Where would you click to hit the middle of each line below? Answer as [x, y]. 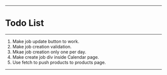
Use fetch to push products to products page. [59, 62]
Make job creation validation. [42, 46]
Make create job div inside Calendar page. [56, 57]
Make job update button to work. [46, 41]
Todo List [25, 23]
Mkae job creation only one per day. [49, 52]
